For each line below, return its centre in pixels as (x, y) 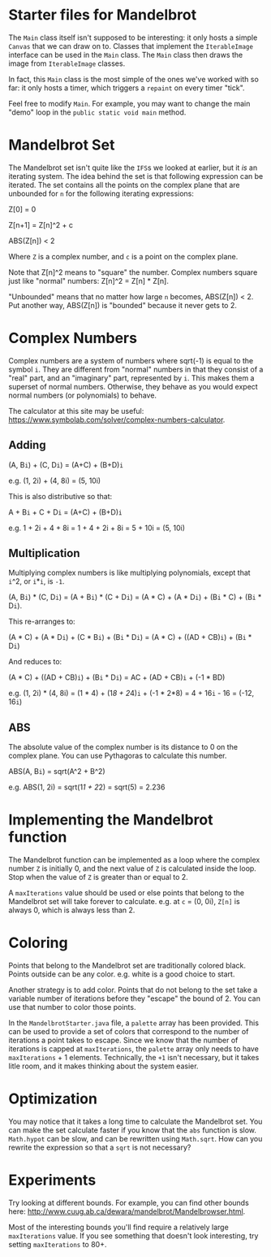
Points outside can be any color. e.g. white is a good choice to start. (122, 974)
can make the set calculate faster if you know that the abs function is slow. (133, 1130)
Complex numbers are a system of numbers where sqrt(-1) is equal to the (131, 360)
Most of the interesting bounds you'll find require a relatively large (118, 1227)
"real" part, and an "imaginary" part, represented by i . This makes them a (131, 378)
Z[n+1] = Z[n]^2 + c (41, 224)
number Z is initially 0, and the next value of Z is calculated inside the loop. (133, 868)
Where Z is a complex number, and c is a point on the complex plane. (123, 256)
